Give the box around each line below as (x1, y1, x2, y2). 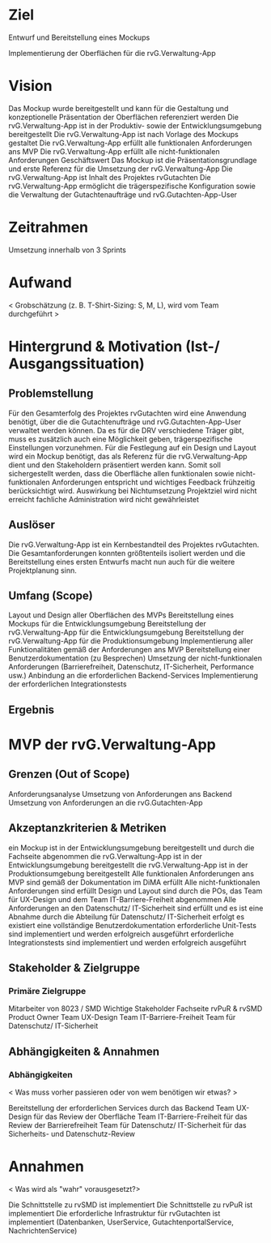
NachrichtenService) (8, 1225, 78, 1235)
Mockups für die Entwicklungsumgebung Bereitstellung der (8, 619, 206, 629)
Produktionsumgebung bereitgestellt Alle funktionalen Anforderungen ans (8, 868, 255, 878)
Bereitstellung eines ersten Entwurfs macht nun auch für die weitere (8, 557, 235, 566)
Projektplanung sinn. (8, 566, 77, 575)
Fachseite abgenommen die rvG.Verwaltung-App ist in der (8, 851, 202, 861)
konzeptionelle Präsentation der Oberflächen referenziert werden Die (8, 112, 239, 122)
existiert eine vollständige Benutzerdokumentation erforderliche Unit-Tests (8, 920, 257, 930)
